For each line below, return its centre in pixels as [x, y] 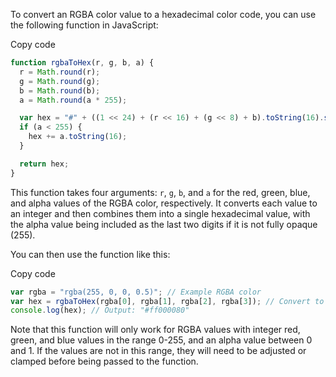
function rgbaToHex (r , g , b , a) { [82, 63]
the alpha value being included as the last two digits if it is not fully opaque [164, 224]
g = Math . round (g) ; [60, 81]
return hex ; [44, 164]
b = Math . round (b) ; [60, 90]
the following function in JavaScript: [84, 25]
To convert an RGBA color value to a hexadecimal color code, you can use [163, 14]
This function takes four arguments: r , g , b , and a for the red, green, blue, [160, 192]
